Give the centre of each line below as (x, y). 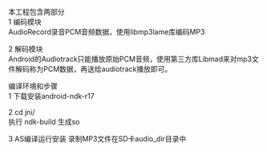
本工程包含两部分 (36, 12)
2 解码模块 (26, 49)
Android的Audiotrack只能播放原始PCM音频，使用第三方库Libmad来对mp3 (130, 59)
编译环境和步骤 (33, 86)
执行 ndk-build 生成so (44, 122)
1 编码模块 (25, 22)
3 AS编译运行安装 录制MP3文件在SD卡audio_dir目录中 (97, 139)
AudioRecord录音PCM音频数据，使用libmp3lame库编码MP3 (107, 32)
